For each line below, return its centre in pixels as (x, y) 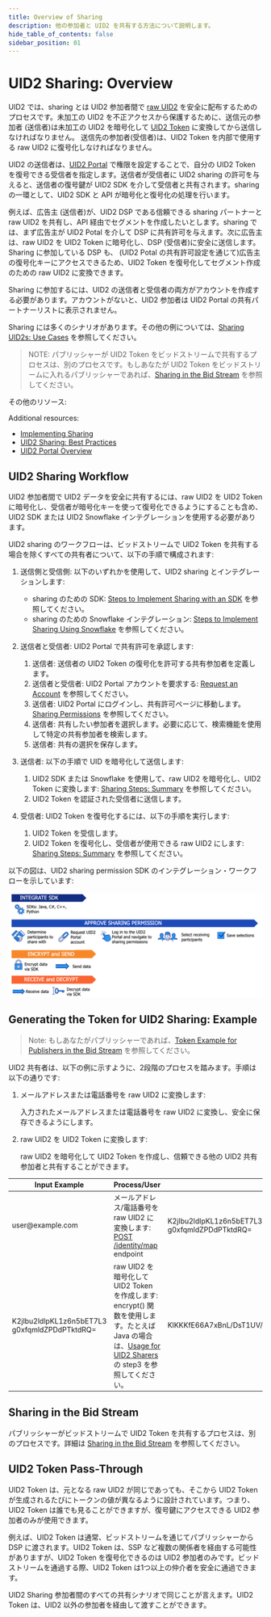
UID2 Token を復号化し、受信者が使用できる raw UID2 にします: (138, 843)
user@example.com (45, 1225)
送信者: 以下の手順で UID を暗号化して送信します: (102, 761)
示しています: (52, 880)
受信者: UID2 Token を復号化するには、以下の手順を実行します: (125, 816)
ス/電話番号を (136, 1207)
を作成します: (136, 1295)
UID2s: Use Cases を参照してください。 (75, 337)
